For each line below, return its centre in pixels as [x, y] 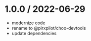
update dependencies [34, 33]
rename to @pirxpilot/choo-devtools [49, 28]
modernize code [28, 23]
